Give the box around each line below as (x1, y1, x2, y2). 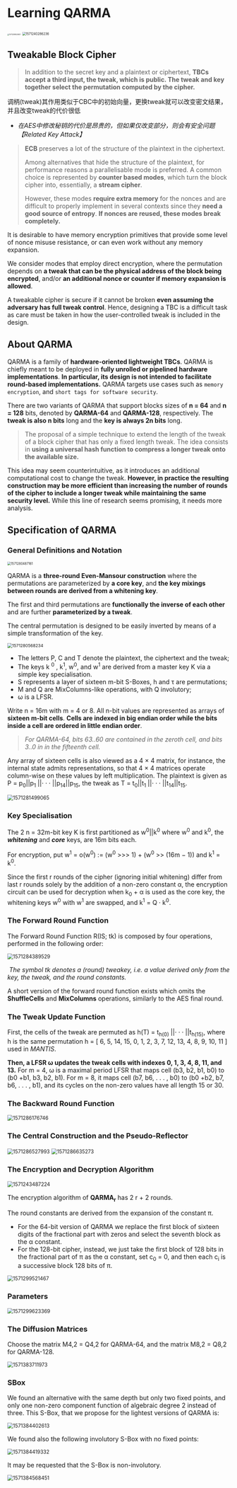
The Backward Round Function (7, 1098, 115, 1108)
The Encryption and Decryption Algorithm (7, 1165, 154, 1175)
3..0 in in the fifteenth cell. (24, 742, 101, 751)
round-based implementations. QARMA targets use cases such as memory (7, 380, 224, 388)
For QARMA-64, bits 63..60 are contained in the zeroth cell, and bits (24, 734, 223, 744)
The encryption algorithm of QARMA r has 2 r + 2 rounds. (7, 1193, 173, 1204)
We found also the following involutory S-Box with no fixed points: (7, 1435, 199, 1443)
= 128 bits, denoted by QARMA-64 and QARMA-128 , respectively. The (7, 408, 214, 417)
